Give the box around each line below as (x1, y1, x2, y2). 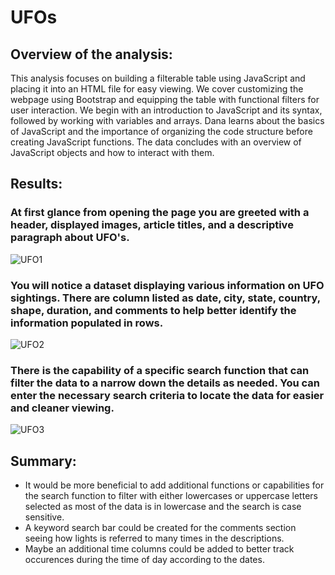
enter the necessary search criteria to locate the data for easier (10, 388, 325, 402)
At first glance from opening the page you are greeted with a (10, 206, 310, 220)
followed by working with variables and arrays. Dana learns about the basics (10, 115, 325, 126)
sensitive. (24, 511, 65, 523)
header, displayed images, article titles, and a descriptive (10, 218, 294, 232)
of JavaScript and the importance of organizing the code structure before (10, 126, 313, 137)
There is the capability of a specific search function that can (10, 363, 310, 377)
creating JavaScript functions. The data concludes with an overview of (10, 136, 302, 148)
